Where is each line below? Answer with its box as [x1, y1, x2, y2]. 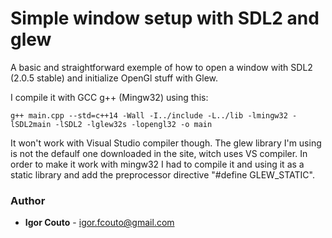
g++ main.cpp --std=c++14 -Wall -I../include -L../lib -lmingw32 [10, 110, 288, 121]
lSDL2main [10, 119, 52, 129]
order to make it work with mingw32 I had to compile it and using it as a [10, 158, 305, 170]
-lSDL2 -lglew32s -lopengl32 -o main [54, 119, 213, 129]
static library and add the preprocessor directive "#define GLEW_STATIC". [10, 168, 315, 181]
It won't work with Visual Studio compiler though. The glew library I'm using [10, 137, 322, 149]
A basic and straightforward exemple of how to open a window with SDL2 [10, 61, 313, 73]
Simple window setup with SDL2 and [10, 7, 320, 30]
